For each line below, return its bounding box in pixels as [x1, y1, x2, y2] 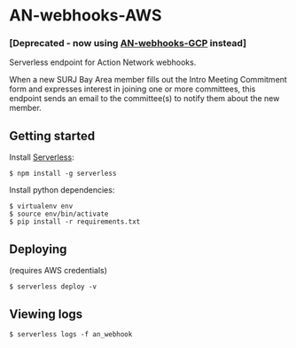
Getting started [9, 128, 96, 143]
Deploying [9, 241, 67, 257]
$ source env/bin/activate [9, 210, 109, 218]
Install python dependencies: [9, 185, 115, 195]
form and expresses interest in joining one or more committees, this [9, 83, 256, 94]
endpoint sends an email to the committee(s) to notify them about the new [9, 93, 280, 104]
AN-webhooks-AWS [9, 5, 162, 26]
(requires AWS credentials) [9, 265, 108, 276]
